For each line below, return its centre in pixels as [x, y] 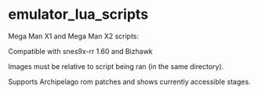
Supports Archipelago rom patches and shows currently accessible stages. [129, 81]
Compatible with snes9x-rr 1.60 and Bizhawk [80, 51]
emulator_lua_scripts [78, 14]
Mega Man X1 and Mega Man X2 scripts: [74, 36]
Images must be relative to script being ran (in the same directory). [116, 66]
